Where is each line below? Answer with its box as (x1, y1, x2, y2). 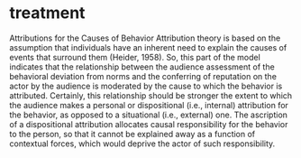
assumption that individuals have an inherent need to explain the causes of (9, 42, 287, 52)
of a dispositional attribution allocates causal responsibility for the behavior (9, 118, 288, 129)
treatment (9, 3, 86, 23)
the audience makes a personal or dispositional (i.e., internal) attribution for (9, 99, 288, 110)
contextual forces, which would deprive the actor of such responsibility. (9, 138, 276, 149)
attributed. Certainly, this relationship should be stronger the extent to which (9, 89, 293, 101)
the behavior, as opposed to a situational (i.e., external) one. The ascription (9, 109, 288, 120)
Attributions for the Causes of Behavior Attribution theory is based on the (9, 33, 281, 43)
